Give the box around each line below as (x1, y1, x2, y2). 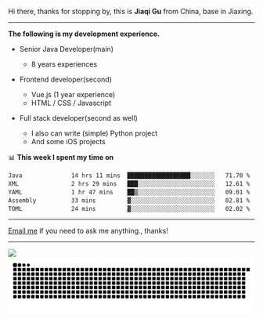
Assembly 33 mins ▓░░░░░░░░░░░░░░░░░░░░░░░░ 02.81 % (8, 196, 250, 205)
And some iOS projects (31, 137, 106, 146)
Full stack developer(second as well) (19, 114, 139, 122)
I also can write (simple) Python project (31, 129, 158, 138)
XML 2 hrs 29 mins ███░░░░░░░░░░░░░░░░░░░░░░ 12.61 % (8, 179, 250, 187)
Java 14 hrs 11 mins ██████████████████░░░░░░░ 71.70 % (8, 172, 250, 179)
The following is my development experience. (8, 29, 160, 38)
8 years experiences (31, 60, 98, 69)
